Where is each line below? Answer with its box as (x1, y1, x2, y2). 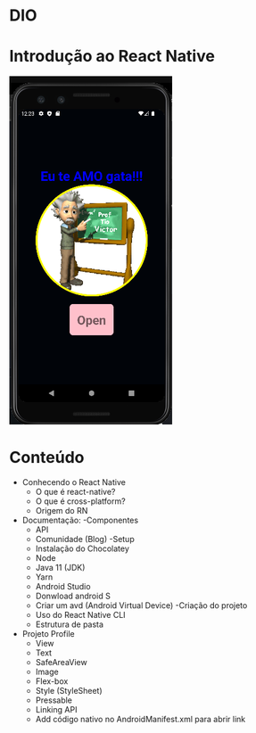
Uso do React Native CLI (35, 610, 127, 621)
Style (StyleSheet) (35, 686, 103, 696)
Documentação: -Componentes (21, 515, 139, 526)
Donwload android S (35, 590, 111, 602)
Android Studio (35, 581, 91, 592)
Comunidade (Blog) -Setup (35, 534, 136, 545)
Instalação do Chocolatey (35, 543, 129, 554)
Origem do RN (35, 506, 88, 516)
